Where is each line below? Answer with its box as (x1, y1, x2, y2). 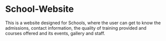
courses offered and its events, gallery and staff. (5, 30, 105, 36)
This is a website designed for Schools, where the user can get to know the (5, 20, 161, 26)
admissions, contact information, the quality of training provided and (5, 25, 147, 31)
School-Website (5, 3, 74, 15)
